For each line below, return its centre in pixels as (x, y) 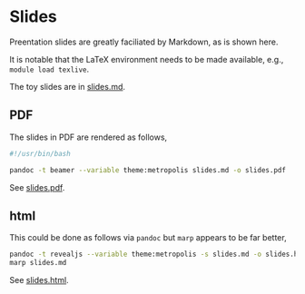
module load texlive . (49, 69)
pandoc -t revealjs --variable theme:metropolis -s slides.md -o (135, 255)
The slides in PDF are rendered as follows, (89, 137)
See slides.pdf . (37, 187)
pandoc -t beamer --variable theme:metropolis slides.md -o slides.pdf (148, 170)
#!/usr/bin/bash (40, 153)
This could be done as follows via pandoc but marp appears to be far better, (148, 238)
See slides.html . (39, 280)
